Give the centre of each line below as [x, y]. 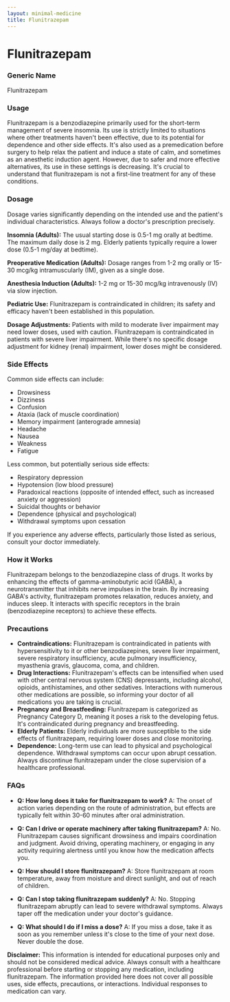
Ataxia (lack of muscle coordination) [68, 414]
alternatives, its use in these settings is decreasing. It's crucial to [99, 167]
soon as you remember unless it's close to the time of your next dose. [116, 934]
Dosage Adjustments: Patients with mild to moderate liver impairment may [113, 324]
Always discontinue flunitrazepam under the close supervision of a [112, 760]
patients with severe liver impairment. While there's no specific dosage [107, 339]
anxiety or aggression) [49, 499]
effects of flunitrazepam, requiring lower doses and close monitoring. [115, 738]
